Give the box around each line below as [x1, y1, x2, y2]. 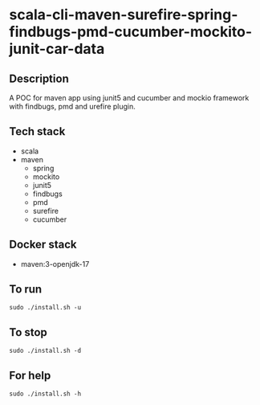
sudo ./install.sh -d [9, 347, 82, 355]
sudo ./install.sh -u [9, 304, 82, 312]
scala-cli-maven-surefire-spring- [9, 6, 238, 24]
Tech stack [9, 125, 66, 138]
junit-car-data [9, 40, 105, 58]
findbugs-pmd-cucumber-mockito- [9, 22, 252, 41]
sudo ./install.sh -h [9, 390, 82, 399]
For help [9, 368, 51, 382]
